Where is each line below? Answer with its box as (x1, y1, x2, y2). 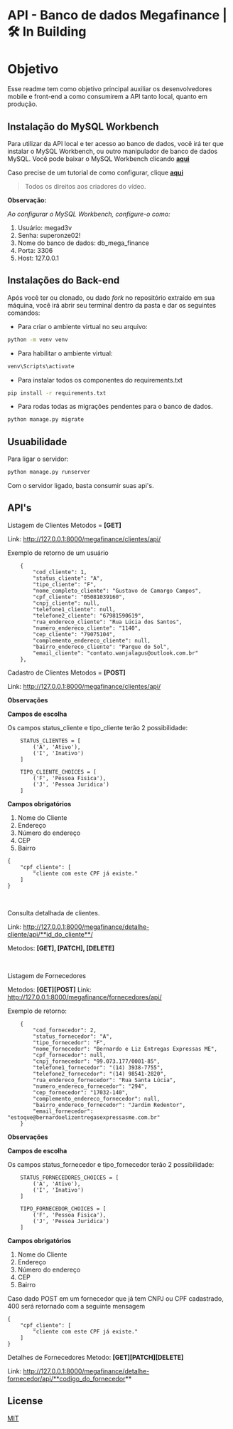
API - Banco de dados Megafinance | (7, 7, 227, 24)
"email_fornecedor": (33, 1108, 94, 1115)
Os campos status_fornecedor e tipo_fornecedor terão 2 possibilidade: (7, 1160, 215, 1168)
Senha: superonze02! (17, 231, 81, 239)
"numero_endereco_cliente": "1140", (33, 624, 141, 632)
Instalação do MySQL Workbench (7, 120, 159, 132)
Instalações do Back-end (7, 274, 120, 286)
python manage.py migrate (7, 416, 84, 423)
